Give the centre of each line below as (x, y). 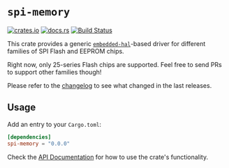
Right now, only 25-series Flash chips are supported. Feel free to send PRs (114, 64)
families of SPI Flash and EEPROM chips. (66, 51)
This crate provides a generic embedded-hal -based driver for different (106, 43)
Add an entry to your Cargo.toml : (54, 124)
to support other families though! (54, 72)
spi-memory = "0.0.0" (39, 144)
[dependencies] (29, 137)
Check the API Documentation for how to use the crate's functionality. (108, 157)
